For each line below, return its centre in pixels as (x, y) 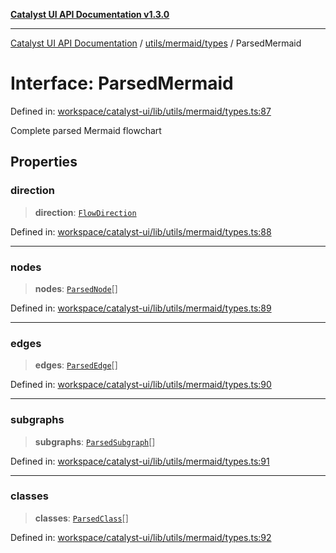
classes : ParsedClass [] (81, 518)
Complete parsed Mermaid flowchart (86, 130)
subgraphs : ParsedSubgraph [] (95, 441)
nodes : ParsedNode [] (76, 288)
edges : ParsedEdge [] (76, 365)
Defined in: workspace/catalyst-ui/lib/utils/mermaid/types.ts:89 (141, 308)
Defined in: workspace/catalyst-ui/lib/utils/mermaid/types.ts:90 (141, 385)
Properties (44, 162)
